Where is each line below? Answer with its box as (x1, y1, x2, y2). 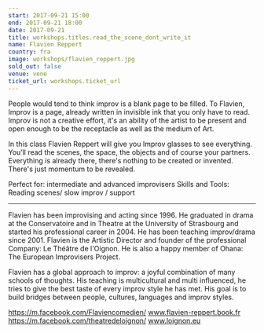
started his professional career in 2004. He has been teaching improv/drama (8, 227, 255, 236)
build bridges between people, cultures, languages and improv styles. (8, 292, 234, 302)
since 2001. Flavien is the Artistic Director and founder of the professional (8, 235, 247, 244)
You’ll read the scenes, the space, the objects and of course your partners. (8, 147, 251, 157)
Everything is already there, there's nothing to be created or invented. (8, 156, 233, 165)
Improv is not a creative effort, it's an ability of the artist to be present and (8, 115, 247, 125)
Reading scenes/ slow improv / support (8, 188, 135, 197)
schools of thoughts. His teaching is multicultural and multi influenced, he (8, 276, 246, 285)
